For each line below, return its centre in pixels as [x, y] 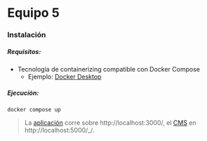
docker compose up [34, 110]
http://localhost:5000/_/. [59, 130]
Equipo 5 [33, 13]
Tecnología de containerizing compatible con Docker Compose [109, 69]
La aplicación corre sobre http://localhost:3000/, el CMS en [110, 123]
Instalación [27, 35]
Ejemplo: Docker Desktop [65, 77]
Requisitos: [24, 51]
